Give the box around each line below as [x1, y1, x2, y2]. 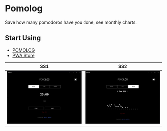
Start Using [5, 34, 41, 42]
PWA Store [12, 52, 35, 58]
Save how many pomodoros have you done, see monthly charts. [5, 19, 137, 25]
